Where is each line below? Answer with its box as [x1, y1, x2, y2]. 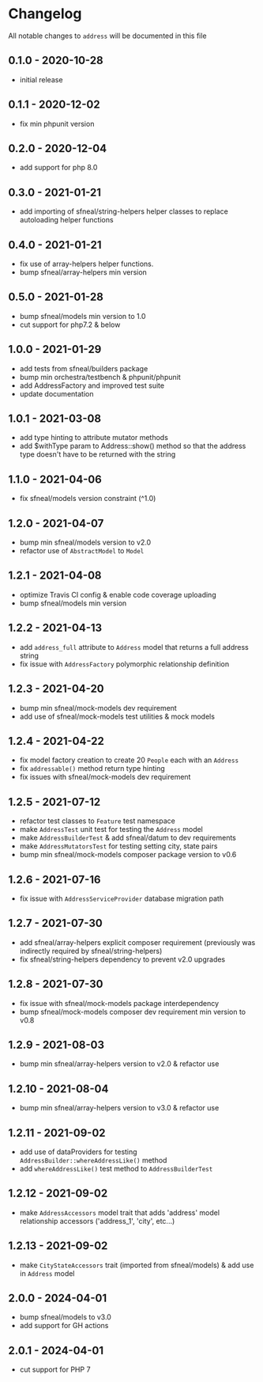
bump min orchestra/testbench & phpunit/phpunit [19, 372, 181, 382]
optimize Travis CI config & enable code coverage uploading [19, 590, 216, 599]
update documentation [19, 389, 94, 398]
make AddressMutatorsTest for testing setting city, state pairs [19, 841, 218, 851]
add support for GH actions [19, 1321, 109, 1331]
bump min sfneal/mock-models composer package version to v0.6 [19, 850, 237, 860]
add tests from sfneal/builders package [19, 363, 148, 373]
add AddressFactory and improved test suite [19, 381, 164, 390]
